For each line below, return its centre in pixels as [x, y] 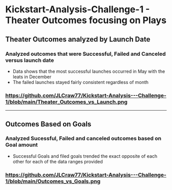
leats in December [32, 77]
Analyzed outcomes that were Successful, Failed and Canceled [85, 54]
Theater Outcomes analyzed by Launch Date [78, 39]
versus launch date [30, 60]
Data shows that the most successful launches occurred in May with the [89, 71]
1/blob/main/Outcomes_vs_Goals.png [53, 181]
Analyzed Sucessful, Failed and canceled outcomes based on [83, 138]
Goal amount [22, 145]
